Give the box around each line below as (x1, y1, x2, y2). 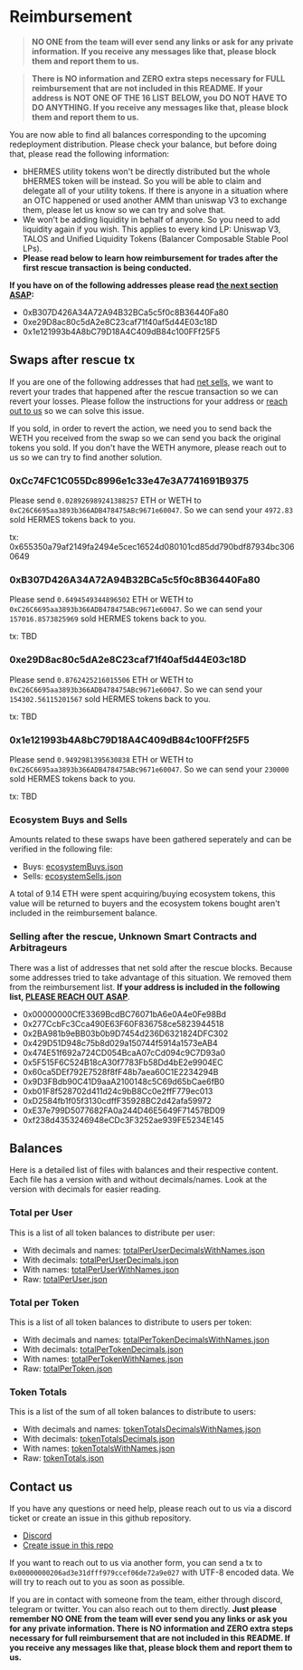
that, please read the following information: (9, 148, 170, 159)
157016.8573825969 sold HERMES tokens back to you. (9, 613, 207, 624)
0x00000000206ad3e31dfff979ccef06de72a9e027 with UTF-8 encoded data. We (9, 1567, 295, 1578)
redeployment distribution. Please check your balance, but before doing (9, 139, 278, 149)
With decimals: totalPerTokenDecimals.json (22, 1343, 184, 1355)
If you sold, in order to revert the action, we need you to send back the (9, 423, 272, 434)
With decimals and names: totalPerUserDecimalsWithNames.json (22, 1244, 265, 1255)
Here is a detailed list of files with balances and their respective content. (9, 1165, 279, 1176)
